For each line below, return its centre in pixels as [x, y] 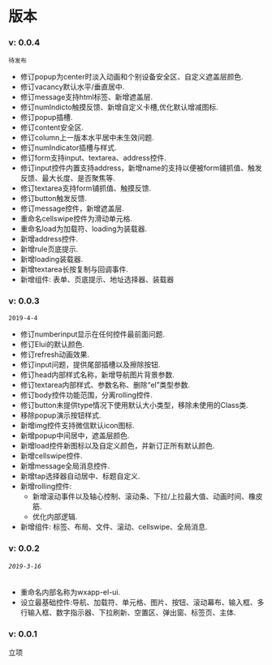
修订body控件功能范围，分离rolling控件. [86, 395]
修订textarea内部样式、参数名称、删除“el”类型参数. [105, 384]
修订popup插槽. [46, 118]
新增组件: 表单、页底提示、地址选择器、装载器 [97, 280]
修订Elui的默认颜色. [52, 344]
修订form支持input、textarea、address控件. [93, 158]
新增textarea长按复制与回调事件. [74, 269]
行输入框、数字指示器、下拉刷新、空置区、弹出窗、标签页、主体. [128, 612]
